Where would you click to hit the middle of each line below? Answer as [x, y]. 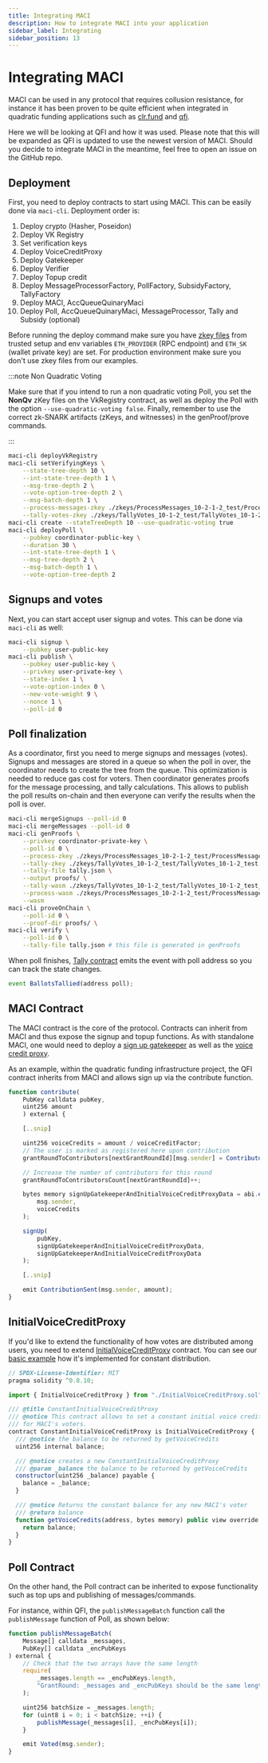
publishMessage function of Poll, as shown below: [89, 1619]
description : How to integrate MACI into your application [108, 23]
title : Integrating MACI [49, 16]
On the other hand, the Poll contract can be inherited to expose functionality [133, 1587]
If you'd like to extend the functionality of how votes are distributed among [131, 1341]
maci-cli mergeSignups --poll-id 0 [67, 819]
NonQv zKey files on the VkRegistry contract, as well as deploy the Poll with [133, 400]
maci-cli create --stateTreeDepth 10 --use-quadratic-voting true [121, 522]
